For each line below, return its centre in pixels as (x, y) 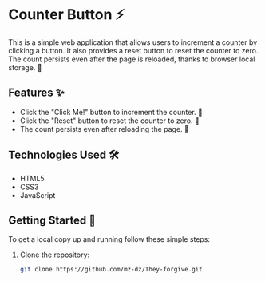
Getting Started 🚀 (52, 220)
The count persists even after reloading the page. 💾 (105, 129)
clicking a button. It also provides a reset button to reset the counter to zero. (133, 50)
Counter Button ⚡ (67, 15)
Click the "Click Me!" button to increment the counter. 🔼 (111, 112)
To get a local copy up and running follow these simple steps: (109, 239)
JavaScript (38, 195)
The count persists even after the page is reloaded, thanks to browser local (132, 59)
